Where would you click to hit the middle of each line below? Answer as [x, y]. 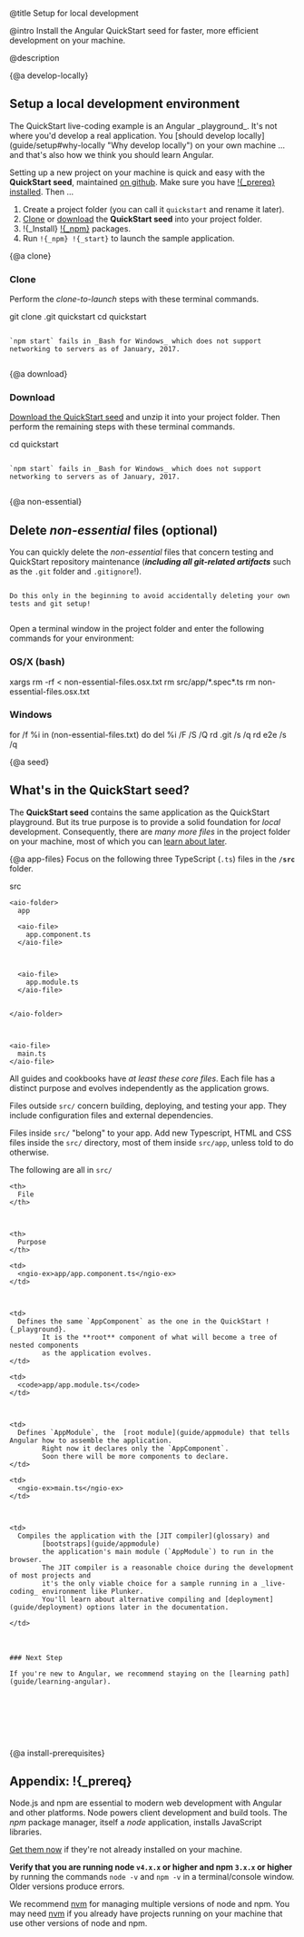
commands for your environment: [72, 638]
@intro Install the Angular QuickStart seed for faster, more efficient [134, 30]
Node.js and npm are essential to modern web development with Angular [146, 1803]
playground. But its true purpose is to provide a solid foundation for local [145, 821]
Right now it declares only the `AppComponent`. [136, 1448]
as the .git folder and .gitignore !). [76, 572]
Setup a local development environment [125, 104]
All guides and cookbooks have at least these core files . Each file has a [142, 1078]
